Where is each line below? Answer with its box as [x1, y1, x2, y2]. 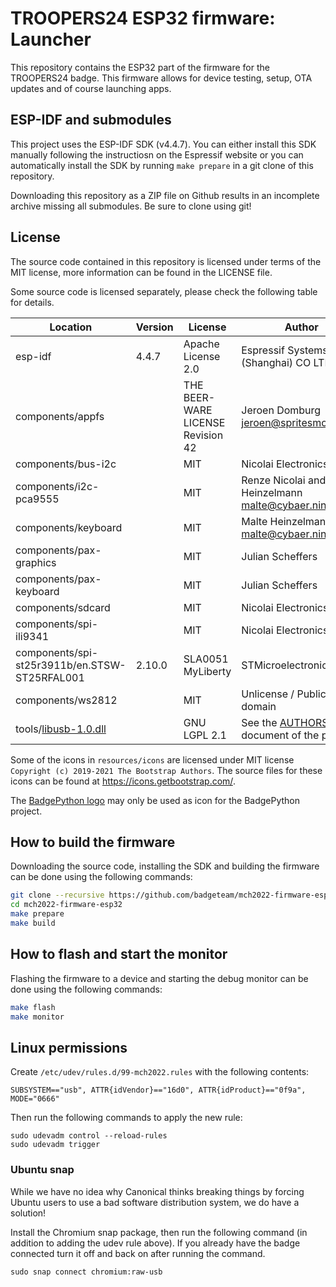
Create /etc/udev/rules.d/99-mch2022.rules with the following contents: [10, 1066, 310, 1078]
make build [10, 918, 56, 928]
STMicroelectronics [241, 658, 333, 672]
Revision [183, 428, 224, 442]
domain [241, 699, 277, 713]
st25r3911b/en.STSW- [15, 658, 127, 672]
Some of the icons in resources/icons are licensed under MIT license [10, 753, 295, 766]
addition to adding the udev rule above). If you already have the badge [10, 1237, 301, 1249]
